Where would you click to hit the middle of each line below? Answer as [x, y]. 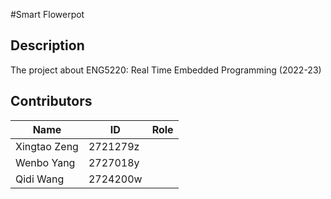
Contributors [51, 101]
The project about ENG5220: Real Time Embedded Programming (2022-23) [166, 70]
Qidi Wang [40, 179]
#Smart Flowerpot [47, 14]
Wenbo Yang [45, 162]
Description [47, 45]
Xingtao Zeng [47, 146]
